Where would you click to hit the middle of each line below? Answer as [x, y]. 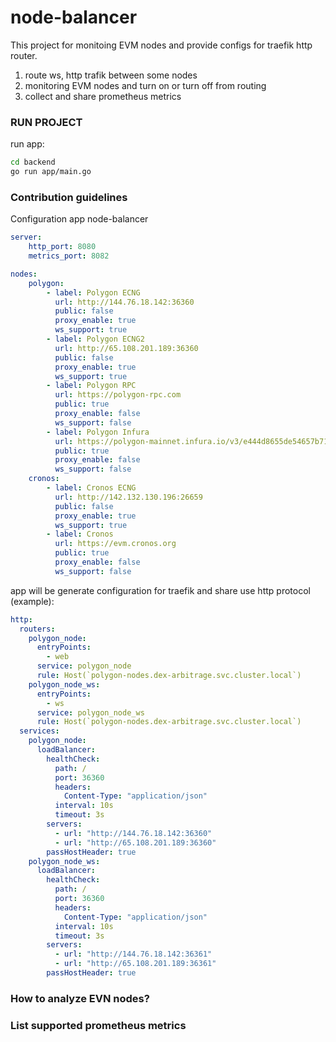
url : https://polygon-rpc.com [118, 395]
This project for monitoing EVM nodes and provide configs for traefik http [161, 45]
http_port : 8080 [62, 247]
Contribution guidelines [69, 197]
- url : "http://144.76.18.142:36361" [133, 954]
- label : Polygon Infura [98, 432]
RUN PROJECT [46, 122]
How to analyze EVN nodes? [80, 998]
